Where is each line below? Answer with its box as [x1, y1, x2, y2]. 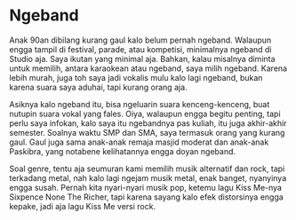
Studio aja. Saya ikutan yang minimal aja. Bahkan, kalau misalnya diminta [9, 53, 276, 64]
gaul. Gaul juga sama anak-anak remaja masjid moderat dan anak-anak [9, 137, 269, 147]
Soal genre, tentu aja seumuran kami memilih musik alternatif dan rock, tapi [9, 163, 285, 174]
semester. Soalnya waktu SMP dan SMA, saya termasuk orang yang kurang [9, 127, 285, 137]
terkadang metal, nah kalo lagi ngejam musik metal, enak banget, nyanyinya [9, 172, 287, 183]
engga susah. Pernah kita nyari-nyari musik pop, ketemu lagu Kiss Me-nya [9, 182, 283, 192]
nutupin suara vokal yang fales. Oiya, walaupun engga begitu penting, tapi [9, 108, 282, 119]
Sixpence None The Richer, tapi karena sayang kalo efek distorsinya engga [9, 192, 284, 202]
